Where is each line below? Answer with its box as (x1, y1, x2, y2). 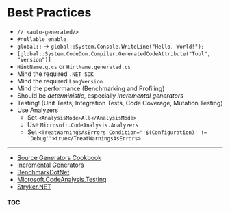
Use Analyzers (16, 106, 59, 114)
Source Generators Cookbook (16, 153, 101, 161)
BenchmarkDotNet (16, 168, 70, 176)
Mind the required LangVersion (16, 77, 103, 85)
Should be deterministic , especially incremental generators (16, 91, 183, 100)
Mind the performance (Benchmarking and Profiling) (16, 84, 165, 92)
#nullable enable (16, 36, 67, 42)
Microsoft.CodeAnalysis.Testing (16, 175, 107, 183)
